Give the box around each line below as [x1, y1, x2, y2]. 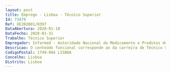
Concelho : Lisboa [5, 54, 42, 60]
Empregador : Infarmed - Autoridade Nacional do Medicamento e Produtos [5, 41, 160, 46]
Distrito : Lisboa [5, 59, 42, 64]
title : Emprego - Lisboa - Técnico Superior [5, 12, 101, 17]
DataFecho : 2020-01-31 [5, 31, 53, 36]
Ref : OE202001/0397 [5, 21, 47, 27]
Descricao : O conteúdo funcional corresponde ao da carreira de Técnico [5, 45, 163, 50]
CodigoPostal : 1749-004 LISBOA [5, 50, 72, 55]
